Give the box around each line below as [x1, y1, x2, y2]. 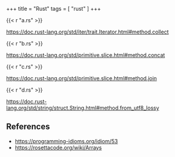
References [6, 122, 50, 132]
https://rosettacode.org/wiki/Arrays [14, 144, 102, 151]
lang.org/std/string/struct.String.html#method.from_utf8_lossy [6, 104, 159, 111]
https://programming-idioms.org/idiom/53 [14, 137, 118, 144]
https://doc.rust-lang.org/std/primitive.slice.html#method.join [6, 75, 157, 81]
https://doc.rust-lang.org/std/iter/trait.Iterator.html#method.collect [6, 28, 169, 35]
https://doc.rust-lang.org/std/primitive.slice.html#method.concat [6, 52, 165, 59]
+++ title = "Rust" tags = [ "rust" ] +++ [6, 5, 102, 12]
